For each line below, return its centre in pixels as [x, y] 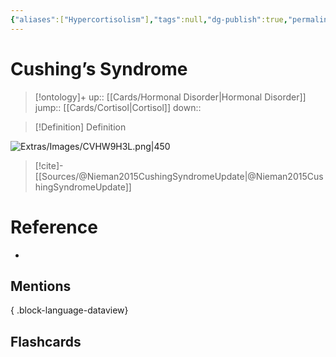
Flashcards [46, 341]
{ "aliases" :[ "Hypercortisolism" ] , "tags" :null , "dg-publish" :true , [149, 19]
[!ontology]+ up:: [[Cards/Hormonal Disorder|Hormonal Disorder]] [170, 97]
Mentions [41, 286]
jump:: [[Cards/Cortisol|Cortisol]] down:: [118, 107]
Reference [54, 227]
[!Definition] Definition [80, 127]
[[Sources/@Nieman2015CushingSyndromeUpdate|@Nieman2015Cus [179, 176]
